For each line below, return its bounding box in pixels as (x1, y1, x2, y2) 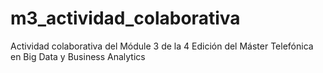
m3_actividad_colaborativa (10, 7, 241, 30)
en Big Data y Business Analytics (10, 50, 146, 62)
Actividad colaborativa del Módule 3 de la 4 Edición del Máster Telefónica (10, 40, 314, 52)
